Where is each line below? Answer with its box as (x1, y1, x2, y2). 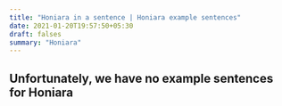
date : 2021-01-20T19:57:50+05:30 (9, 21, 134, 30)
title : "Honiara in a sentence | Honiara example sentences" (9, 12, 242, 22)
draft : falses (9, 29, 62, 38)
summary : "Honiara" (9, 37, 82, 47)
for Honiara (9, 85, 74, 100)
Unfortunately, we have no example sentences (9, 70, 274, 86)
